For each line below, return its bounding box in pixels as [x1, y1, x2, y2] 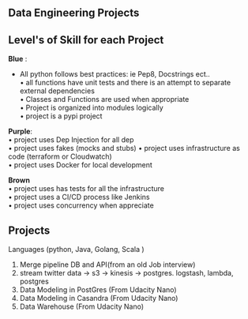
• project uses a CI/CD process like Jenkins [8, 193, 150, 202]
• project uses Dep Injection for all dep [8, 135, 134, 144]
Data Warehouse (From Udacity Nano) [19, 302, 145, 311]
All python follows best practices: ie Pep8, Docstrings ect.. [19, 69, 211, 79]
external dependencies [19, 86, 95, 96]
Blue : [8, 54, 28, 64]
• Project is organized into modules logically [19, 103, 163, 113]
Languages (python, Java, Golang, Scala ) [8, 245, 145, 254]
